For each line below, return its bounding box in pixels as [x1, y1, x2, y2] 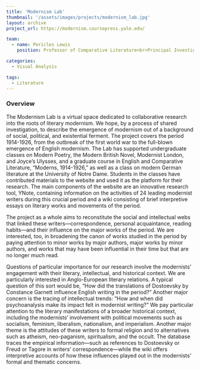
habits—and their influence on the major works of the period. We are [6, 226, 174, 233]
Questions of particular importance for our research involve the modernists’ [6, 263, 192, 270]
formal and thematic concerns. [6, 358, 82, 365]
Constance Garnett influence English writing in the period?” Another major [6, 288, 189, 295]
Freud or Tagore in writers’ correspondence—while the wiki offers [6, 346, 168, 353]
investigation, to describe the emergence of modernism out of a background [6, 126, 193, 133]
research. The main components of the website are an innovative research [6, 183, 189, 190]
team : [6, 36, 20, 42]
